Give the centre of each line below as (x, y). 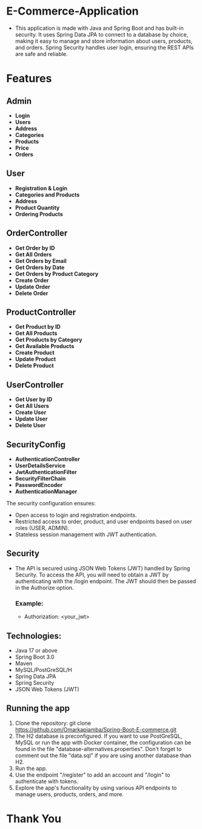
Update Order (32, 287)
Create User (31, 413)
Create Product (35, 353)
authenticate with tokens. (47, 781)
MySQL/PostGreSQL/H (43, 670)
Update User (31, 419)
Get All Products (36, 334)
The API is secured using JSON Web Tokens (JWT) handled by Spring (103, 568)
